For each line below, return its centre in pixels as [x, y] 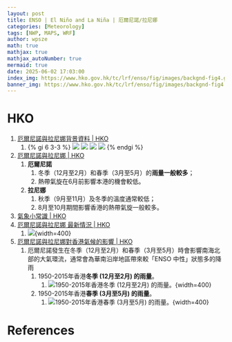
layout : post [26, 13]
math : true [23, 46]
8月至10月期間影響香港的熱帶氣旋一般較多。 [100, 208]
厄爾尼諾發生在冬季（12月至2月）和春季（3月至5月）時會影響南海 [121, 251]
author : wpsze [28, 39]
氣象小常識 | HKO [42, 216]
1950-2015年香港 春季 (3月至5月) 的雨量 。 [97, 294]
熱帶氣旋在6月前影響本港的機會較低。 [91, 181]
